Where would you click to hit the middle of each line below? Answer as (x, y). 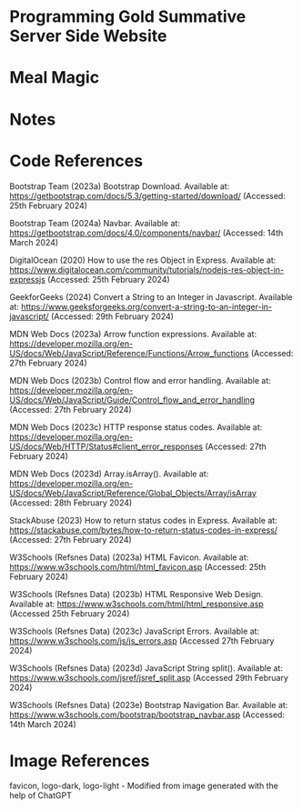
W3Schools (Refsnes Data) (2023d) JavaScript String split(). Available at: (146, 668)
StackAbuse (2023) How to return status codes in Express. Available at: (143, 520)
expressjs (27, 279)
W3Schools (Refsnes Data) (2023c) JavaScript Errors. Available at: (135, 631)
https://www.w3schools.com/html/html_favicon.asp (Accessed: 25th (138, 566)
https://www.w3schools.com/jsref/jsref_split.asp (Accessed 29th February (149, 677)
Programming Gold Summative (128, 17)
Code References (76, 160)
